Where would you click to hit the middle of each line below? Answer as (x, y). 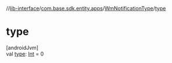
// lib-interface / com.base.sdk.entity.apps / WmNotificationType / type (86, 8)
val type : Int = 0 (25, 54)
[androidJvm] (22, 47)
